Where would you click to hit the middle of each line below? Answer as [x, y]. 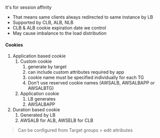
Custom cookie [36, 61]
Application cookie [39, 94]
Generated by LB [38, 115]
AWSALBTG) [41, 88]
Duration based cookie [36, 110]
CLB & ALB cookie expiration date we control [59, 28]
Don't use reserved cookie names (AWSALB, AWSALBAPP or [91, 83]
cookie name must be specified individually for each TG [86, 77]
